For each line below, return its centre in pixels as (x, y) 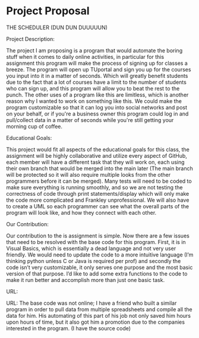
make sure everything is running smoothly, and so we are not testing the (94, 187)
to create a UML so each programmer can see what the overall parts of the (97, 206)
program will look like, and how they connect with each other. (81, 212)
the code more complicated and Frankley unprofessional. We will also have (98, 200)
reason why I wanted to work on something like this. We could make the (94, 101)
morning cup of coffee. (34, 126)
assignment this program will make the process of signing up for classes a (97, 63)
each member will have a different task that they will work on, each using (96, 162)
